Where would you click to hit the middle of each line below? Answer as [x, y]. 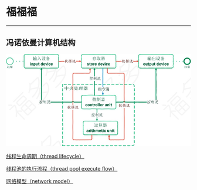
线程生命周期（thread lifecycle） [45, 157]
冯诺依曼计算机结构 [41, 43]
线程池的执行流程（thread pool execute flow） [62, 169]
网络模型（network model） [40, 181]
